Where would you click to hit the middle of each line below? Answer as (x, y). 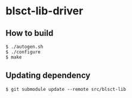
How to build (30, 33)
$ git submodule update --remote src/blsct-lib (66, 89)
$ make (14, 57)
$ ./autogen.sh (24, 47)
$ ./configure (23, 52)
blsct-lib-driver (44, 11)
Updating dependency (48, 76)
